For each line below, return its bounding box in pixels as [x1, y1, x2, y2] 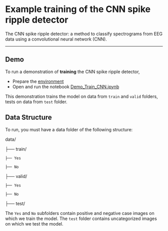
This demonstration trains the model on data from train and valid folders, [5, 93, 158, 99]
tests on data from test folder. [5, 99, 67, 105]
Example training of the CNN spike [5, 4, 151, 15]
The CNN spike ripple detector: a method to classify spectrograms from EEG [5, 31, 163, 37]
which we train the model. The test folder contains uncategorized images [5, 215, 157, 221]
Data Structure [5, 113, 52, 122]
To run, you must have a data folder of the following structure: [5, 126, 133, 132]
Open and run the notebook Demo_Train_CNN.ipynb [12, 84, 119, 90]
